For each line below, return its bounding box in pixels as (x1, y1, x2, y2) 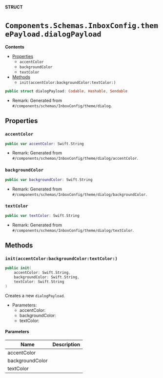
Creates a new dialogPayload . (5, 292, 65, 299)
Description (52, 341, 81, 348)
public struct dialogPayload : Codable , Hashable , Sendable (5, 89, 128, 94)
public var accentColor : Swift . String (5, 141, 84, 146)
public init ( (5, 265, 32, 271)
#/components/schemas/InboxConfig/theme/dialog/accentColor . (12, 155, 138, 161)
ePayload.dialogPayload (5, 30, 102, 39)
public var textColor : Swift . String (5, 213, 80, 218)
